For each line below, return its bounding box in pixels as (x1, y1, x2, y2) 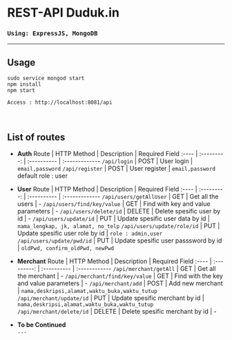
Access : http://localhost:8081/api (7, 99, 113, 106)
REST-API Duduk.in (7, 5, 119, 21)
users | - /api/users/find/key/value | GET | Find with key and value (17, 200, 211, 208)
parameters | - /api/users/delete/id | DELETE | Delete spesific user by (17, 207, 221, 216)
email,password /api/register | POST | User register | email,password (17, 164, 216, 173)
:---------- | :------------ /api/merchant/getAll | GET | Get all (41, 265, 216, 273)
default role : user (17, 171, 68, 180)
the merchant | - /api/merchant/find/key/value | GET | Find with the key (17, 272, 223, 281)
